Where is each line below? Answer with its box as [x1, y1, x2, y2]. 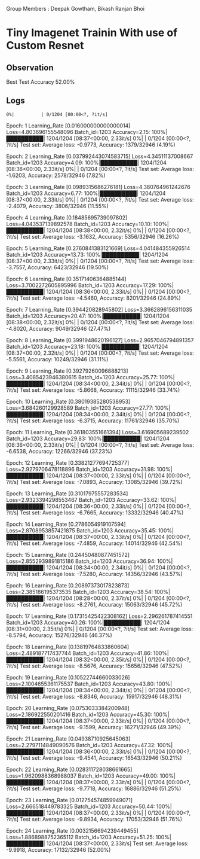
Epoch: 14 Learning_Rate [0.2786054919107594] [6, 520, 127, 528]
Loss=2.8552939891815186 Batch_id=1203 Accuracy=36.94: [6, 558, 156, 565]
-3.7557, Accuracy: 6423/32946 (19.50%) [6, 263, 109, 271]
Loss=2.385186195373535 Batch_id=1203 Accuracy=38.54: [6, 588, 153, 595]
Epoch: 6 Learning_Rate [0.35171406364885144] [6, 275, 127, 282]
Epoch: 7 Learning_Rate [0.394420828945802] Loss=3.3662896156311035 [6, 306, 193, 313]
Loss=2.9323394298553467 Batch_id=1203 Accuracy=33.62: [6, 496, 159, 503]
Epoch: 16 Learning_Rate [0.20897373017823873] [6, 581, 130, 589]
